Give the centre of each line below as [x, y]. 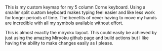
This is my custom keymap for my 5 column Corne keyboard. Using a [75, 7]
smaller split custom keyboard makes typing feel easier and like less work [80, 12]
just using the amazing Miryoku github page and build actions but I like [77, 38]
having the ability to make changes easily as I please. [59, 43]
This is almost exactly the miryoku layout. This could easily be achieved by [81, 32]
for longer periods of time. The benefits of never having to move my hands [81, 18]
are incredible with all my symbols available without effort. [64, 23]
